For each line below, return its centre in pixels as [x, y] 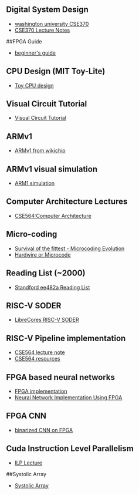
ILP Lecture [28, 463]
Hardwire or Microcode [43, 254]
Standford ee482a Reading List [52, 287]
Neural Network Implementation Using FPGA [68, 397]
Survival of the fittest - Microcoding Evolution [69, 248]
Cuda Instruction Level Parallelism [70, 449]
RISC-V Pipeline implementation [66, 338]
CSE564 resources [37, 359]
